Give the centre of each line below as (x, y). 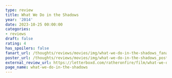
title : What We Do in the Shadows (42, 15)
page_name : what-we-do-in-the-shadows (47, 67)
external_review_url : (28, 63)
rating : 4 (16, 44)
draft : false (19, 39)
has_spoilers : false (27, 48)
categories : (18, 29)
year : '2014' (19, 19)
